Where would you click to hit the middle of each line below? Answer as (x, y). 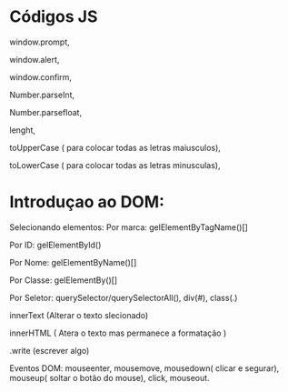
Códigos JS (54, 17)
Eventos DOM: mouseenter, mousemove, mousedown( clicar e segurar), (144, 368)
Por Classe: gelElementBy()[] (64, 280)
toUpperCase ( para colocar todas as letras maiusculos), (115, 147)
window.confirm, (41, 77)
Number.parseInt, (42, 95)
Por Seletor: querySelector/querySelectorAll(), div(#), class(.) (124, 297)
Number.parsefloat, (46, 112)
